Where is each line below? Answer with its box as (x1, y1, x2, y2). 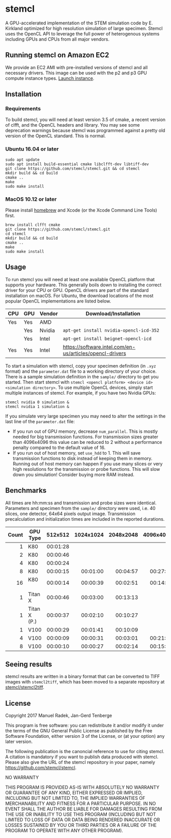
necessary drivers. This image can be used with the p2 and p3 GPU (5, 70, 147, 76)
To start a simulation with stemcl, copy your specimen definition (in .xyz (5, 363, 156, 369)
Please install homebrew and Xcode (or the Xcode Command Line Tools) (5, 207, 157, 214)
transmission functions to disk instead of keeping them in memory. (12, 455, 153, 461)
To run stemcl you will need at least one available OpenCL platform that (5, 276, 155, 282)
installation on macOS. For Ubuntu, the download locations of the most (5, 292, 154, 298)
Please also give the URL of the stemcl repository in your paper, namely (5, 759, 155, 765)
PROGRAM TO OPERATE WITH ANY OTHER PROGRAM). (5, 827, 123, 834)
